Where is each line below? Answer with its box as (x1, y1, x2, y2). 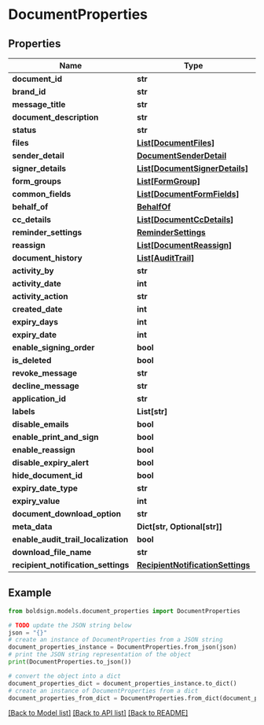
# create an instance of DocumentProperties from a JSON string (8, 636, 223, 644)
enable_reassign (12, 445, 76, 455)
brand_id (12, 87, 46, 97)
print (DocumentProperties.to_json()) (8, 658, 132, 666)
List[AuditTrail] (137, 253, 195, 263)
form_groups (12, 176, 61, 187)
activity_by (12, 265, 54, 276)
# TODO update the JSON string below (8, 621, 132, 629)
